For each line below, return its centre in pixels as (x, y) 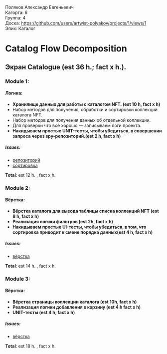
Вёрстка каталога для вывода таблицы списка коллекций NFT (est (85, 211)
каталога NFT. (27, 115)
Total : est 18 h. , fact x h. (30, 346)
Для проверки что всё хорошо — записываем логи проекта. (77, 125)
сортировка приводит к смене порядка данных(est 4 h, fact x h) (83, 232)
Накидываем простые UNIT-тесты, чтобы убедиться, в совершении (87, 131)
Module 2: (18, 188)
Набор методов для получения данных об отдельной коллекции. (82, 120)
